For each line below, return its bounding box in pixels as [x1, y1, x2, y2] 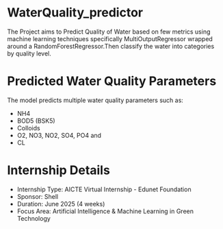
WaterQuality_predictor [7, 5, 144, 21]
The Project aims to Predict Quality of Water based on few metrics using [7, 27, 211, 36]
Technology [16, 214, 51, 222]
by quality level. [7, 49, 51, 58]
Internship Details [7, 162, 111, 178]
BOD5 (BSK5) [16, 117, 56, 125]
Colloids [16, 123, 40, 132]
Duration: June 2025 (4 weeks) [16, 200, 105, 208]
